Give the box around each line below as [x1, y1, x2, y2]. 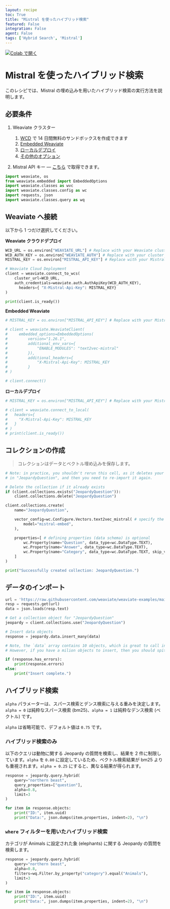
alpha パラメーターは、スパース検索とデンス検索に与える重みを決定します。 [5, 701, 163, 707]
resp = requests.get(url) [5, 602, 60, 607]
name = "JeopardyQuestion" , [14, 508, 69, 513]
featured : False [5, 21, 39, 27]
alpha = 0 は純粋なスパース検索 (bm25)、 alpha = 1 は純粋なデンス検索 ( [5, 707, 156, 713]
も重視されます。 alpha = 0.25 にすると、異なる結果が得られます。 [5, 763, 144, 769]
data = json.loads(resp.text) [5, 606, 69, 612]
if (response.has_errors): [5, 657, 62, 662]
